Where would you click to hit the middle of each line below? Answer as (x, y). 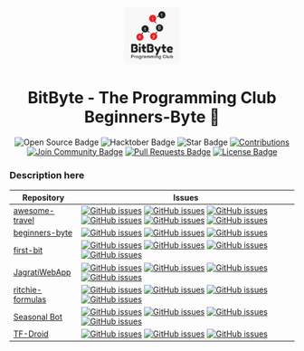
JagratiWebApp (42, 272)
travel (24, 220)
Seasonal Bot (38, 317)
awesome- (34, 210)
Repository (43, 197)
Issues (186, 197)
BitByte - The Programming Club (152, 97)
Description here (47, 175)
